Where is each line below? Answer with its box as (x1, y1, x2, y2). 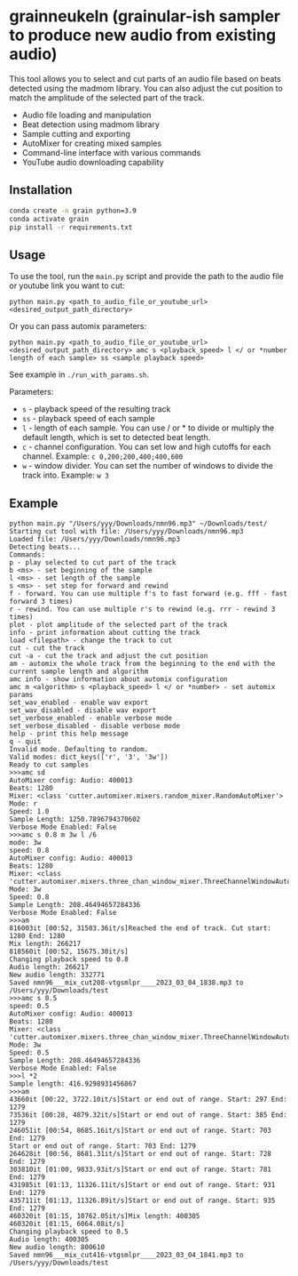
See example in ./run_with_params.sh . (9, 369, 149, 380)
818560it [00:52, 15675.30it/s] (9, 947, 129, 956)
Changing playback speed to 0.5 (9, 1227, 129, 1236)
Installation (9, 182, 73, 197)
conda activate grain (9, 214, 90, 223)
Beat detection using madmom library (21, 118, 160, 130)
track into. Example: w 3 (21, 469, 109, 481)
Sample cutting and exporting (21, 128, 131, 139)
